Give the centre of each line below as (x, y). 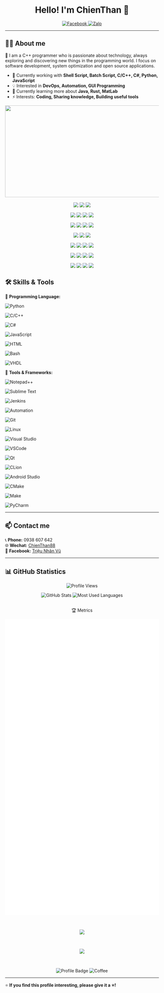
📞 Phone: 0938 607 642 (29, 540)
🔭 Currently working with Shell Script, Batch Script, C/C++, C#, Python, (85, 75)
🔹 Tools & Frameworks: (29, 372)
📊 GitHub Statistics (35, 572)
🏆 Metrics (82, 610)
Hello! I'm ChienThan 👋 (82, 10)
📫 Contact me (27, 526)
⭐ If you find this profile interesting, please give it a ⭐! (61, 985)
